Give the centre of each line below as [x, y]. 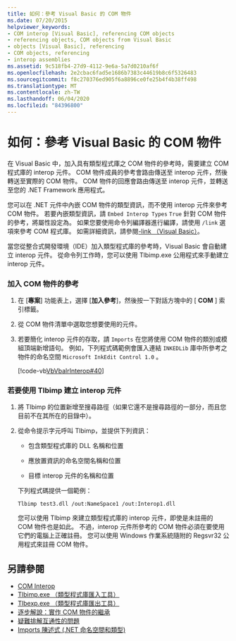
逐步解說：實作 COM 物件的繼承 [64, 612]
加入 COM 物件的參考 [43, 284]
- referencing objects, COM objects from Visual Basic [89, 40]
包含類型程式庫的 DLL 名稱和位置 [76, 446]
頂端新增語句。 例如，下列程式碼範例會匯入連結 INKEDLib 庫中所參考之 [125, 348]
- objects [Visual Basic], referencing [66, 46]
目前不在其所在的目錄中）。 [56, 416]
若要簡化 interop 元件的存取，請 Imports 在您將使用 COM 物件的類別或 [119, 340]
